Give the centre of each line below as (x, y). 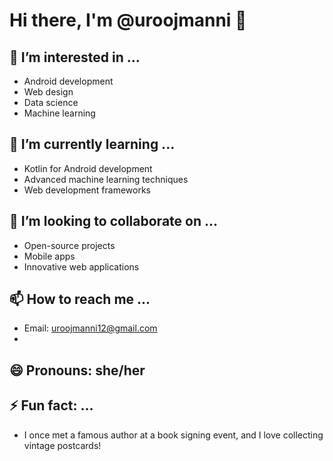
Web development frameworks (87, 190)
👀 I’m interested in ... (75, 57)
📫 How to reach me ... (80, 299)
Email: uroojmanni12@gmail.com (90, 328)
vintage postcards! (62, 445)
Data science (51, 102)
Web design (48, 92)
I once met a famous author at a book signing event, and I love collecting (173, 435)
